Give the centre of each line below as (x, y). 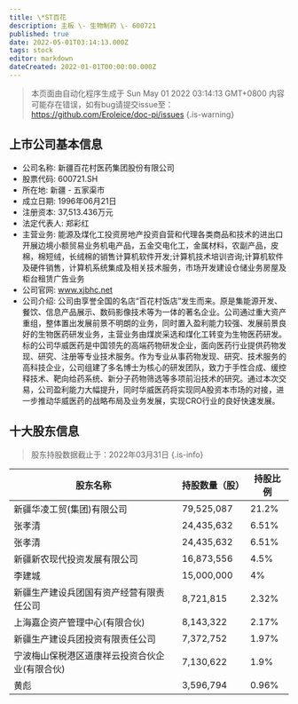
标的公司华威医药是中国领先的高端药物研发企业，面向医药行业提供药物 (150, 345)
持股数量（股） (213, 485)
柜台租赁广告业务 (53, 278)
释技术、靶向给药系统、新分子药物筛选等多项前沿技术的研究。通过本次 (150, 378)
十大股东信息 (44, 431)
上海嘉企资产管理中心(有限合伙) (79, 622)
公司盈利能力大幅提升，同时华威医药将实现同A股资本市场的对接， (157, 389)
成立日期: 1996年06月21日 (69, 201)
